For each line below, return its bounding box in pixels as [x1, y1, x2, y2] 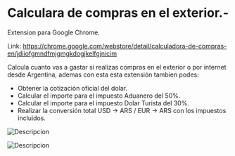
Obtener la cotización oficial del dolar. [17, 84, 128, 92]
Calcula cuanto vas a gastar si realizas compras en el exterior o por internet [7, 63, 227, 71]
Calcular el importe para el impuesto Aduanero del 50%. [17, 91, 181, 100]
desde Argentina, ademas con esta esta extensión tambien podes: [7, 70, 199, 79]
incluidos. [17, 114, 46, 122]
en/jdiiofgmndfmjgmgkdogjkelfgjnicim [7, 49, 118, 58]
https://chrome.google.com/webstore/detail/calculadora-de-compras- [23, 41, 227, 50]
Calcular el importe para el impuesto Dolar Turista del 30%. [17, 98, 190, 107]
